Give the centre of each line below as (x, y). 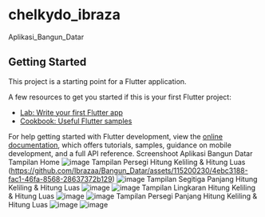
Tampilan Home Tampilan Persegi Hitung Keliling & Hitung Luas (127, 162)
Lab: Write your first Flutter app (71, 112)
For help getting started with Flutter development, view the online (116, 136)
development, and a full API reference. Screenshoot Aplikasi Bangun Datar (131, 153)
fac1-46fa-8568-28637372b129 (61, 179)
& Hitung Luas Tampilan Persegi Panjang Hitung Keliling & (133, 196)
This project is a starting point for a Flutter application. (97, 81)
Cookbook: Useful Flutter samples (76, 121)
